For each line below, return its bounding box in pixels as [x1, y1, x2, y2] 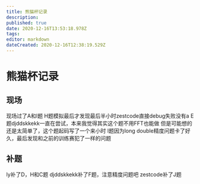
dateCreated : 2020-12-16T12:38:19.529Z [6, 42, 106, 48]
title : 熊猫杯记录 [6, 8, 48, 15]
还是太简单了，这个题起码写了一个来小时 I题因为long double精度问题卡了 [6, 127, 186, 134]
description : [6, 14, 39, 20]
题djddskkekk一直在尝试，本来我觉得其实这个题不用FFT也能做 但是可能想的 [6, 119, 193, 127]
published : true [6, 20, 47, 26]
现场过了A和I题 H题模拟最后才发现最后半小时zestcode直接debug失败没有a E [6, 112, 194, 119]
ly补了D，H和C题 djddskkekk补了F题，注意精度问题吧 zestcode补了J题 [6, 171, 181, 178]
